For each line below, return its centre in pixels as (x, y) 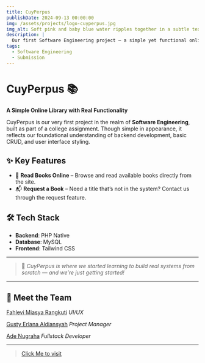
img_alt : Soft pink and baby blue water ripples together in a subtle (98, 29)
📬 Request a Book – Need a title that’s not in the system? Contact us (102, 189)
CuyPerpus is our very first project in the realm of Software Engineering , (98, 122)
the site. (25, 182)
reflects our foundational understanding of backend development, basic (97, 135)
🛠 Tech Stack (33, 218)
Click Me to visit (41, 354)
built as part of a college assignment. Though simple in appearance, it (94, 129)
